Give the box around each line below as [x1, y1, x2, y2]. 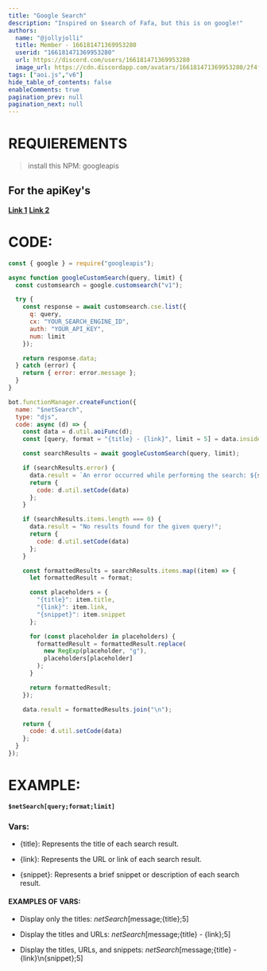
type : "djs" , [15, 413, 59, 421]
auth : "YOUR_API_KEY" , [29, 325, 105, 333]
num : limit [29, 332, 66, 341]
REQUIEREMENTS [8, 135, 128, 153]
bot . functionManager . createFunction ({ [8, 398, 137, 406]
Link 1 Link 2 [8, 205, 50, 215]
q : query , [29, 310, 62, 318]
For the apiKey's [8, 184, 91, 197]
